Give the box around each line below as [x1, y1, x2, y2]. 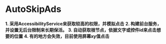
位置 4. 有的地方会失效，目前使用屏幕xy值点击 [14, 33, 110, 39]
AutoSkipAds [5, 3, 61, 15]
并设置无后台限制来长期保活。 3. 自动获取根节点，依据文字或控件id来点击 [5, 26, 157, 33]
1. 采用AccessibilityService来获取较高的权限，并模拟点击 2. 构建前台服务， [5, 20, 162, 26]
